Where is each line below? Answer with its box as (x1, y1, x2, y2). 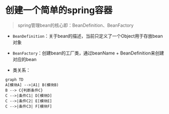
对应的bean (12, 56, 37, 62)
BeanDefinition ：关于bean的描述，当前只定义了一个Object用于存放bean (12, 33, 163, 39)
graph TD (5, 77, 24, 82)
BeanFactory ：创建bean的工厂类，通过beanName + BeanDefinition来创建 (12, 50, 164, 56)
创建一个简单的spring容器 (5, 5, 112, 16)
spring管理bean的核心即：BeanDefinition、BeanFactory (17, 22, 134, 28)
